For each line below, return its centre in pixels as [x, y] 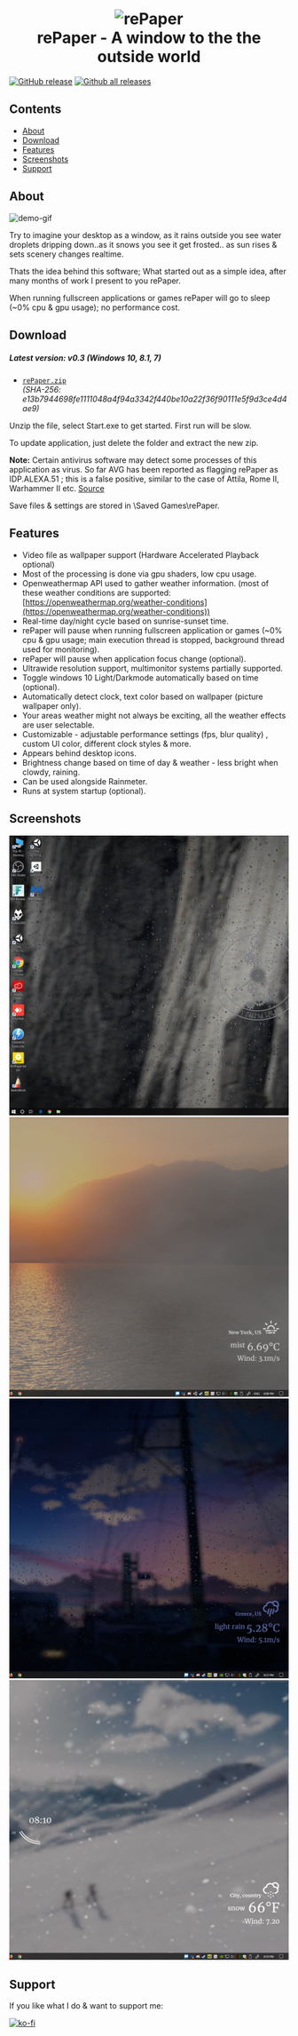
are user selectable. [58, 725]
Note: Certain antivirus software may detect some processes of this [133, 460]
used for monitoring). [61, 649]
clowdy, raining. [51, 772]
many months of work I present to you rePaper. [95, 281]
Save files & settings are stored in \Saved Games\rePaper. [114, 505]
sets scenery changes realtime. [67, 254]
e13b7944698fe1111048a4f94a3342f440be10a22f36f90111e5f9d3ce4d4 [154, 399]
